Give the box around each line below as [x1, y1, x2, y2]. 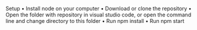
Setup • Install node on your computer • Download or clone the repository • [5, 5, 192, 12]
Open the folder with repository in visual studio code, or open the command [5, 11, 192, 18]
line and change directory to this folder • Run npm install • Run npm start [5, 18, 185, 24]
